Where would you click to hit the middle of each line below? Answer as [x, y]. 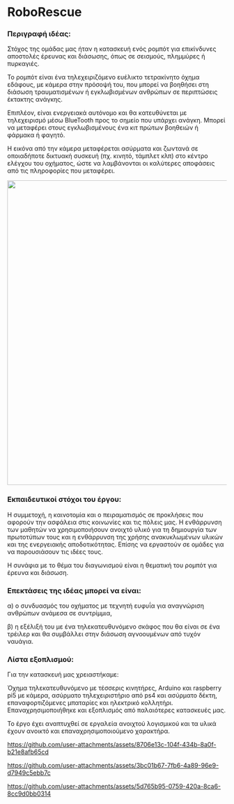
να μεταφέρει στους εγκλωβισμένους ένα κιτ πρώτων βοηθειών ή [103, 128]
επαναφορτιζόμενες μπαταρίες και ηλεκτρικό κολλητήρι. [90, 703]
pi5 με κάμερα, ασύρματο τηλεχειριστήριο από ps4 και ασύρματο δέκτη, [112, 695]
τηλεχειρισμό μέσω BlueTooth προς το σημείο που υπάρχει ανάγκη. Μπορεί [116, 120]
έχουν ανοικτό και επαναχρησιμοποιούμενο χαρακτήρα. [89, 731]
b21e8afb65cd [28, 752]
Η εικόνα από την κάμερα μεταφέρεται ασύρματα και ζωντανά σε [103, 149]
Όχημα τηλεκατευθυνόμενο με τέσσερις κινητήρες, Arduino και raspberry [114, 688]
